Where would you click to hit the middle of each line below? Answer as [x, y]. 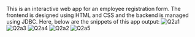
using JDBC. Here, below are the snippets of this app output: [83, 22]
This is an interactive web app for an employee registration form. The [94, 9]
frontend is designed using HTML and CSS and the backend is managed [97, 15]
